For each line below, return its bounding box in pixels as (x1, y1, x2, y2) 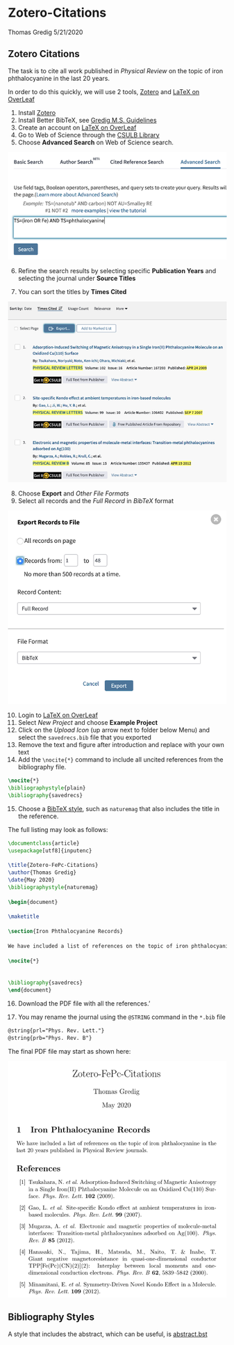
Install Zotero (17, 108, 56, 116)
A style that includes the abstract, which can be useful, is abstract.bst (8, 1330, 208, 1338)
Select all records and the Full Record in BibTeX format (17, 496, 174, 505)
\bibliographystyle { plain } (8, 784, 86, 792)
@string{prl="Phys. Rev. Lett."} (8, 1027, 105, 1034)
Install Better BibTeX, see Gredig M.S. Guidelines (17, 116, 157, 124)
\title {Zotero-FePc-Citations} (8, 862, 99, 869)
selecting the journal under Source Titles (17, 274, 136, 282)
